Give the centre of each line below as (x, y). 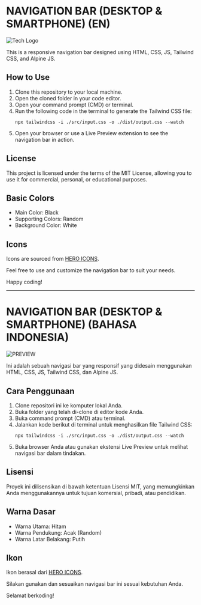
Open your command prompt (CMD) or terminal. (74, 105)
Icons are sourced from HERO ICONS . (53, 259)
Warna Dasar (31, 512)
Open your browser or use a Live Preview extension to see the (92, 133)
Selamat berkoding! (30, 595)
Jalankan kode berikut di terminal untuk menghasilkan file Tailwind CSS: (103, 424)
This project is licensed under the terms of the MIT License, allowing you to (99, 173)
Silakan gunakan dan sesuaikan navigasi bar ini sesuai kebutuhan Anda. (95, 584)
